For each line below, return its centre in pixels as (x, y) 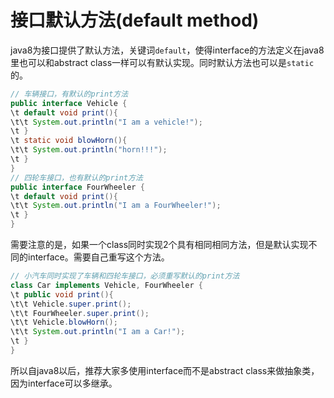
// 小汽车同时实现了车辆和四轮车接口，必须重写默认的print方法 (125, 276)
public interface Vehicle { (69, 103)
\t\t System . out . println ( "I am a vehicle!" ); (106, 122)
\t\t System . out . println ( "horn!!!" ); (89, 150)
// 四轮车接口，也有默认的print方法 (76, 177)
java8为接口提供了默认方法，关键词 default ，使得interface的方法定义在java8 (167, 50)
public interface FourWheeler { (77, 187)
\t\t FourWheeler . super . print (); (80, 313)
